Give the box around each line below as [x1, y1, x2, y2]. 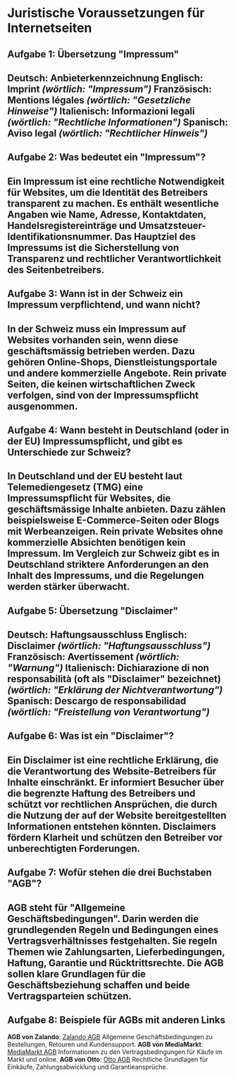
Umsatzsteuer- [138, 219, 206, 231]
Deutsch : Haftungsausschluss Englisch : [7, 629, 187, 641]
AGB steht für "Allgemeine [7, 901, 125, 913]
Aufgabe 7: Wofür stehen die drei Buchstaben [7, 867, 213, 879]
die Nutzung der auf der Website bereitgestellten [7, 809, 227, 821]
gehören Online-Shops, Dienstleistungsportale [7, 356, 218, 368]
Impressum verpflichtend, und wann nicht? [7, 299, 201, 311]
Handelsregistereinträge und [7, 219, 137, 231]
